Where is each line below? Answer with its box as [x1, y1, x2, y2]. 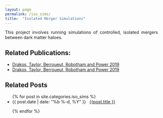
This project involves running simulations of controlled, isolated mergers [5, 30, 158, 35]
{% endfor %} [12, 108, 40, 114]
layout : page [5, 7, 32, 12]
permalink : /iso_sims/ [5, 12, 51, 17]
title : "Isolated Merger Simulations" [5, 16, 86, 21]
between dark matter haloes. [5, 34, 63, 40]
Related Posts [5, 81, 48, 89]
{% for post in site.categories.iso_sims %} [12, 94, 96, 100]
